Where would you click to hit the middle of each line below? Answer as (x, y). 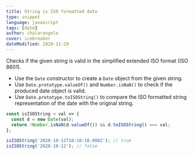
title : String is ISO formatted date (52, 11)
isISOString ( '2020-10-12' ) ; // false (52, 146)
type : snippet (23, 17)
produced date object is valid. (50, 91)
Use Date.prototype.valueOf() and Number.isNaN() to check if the (94, 84)
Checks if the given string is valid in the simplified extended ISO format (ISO (97, 61)
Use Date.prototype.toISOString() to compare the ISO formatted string (100, 97)
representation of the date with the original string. (74, 103)
